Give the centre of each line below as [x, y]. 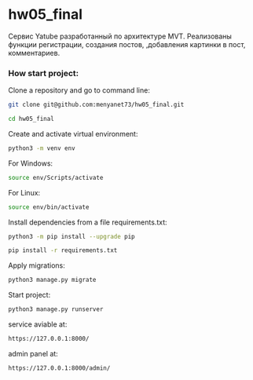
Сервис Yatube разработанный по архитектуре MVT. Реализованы [120, 36]
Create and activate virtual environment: [73, 133]
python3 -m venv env [42, 148]
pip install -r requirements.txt [63, 250]
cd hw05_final [31, 119]
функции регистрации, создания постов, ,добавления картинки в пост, [127, 44]
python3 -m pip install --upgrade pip [71, 236]
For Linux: [24, 192]
